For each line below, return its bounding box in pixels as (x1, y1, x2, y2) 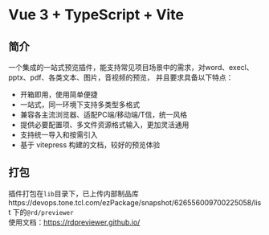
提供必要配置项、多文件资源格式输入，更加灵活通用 (19, 120, 190, 130)
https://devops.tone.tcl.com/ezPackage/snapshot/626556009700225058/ (8, 197, 255, 207)
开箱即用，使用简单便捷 (19, 90, 98, 99)
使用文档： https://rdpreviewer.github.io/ (8, 217, 141, 227)
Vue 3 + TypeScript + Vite (8, 6, 185, 24)
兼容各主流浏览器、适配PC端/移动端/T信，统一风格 (19, 110, 188, 119)
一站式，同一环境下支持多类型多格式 (19, 100, 141, 109)
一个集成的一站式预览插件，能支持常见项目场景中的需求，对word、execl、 (8, 63, 254, 72)
